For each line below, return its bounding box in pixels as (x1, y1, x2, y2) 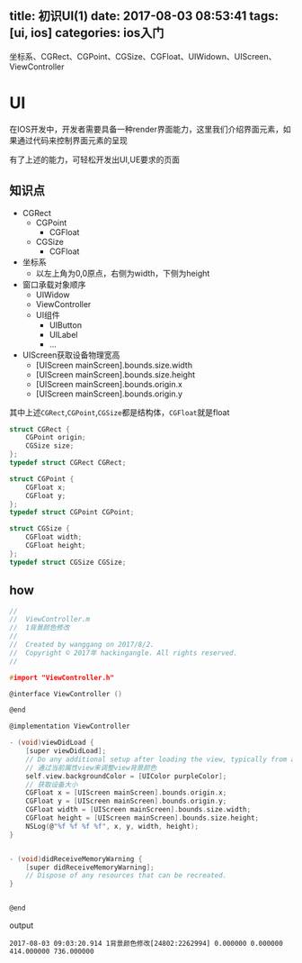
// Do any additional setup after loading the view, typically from (25, 755, 288, 764)
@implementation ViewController (9, 722, 130, 731)
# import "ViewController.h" (9, 673, 115, 682)
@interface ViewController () (9, 689, 123, 698)
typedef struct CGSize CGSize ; (9, 558, 127, 567)
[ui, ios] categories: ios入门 (9, 25, 164, 41)
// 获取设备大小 (25, 780, 78, 789)
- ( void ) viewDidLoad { (9, 738, 94, 748)
